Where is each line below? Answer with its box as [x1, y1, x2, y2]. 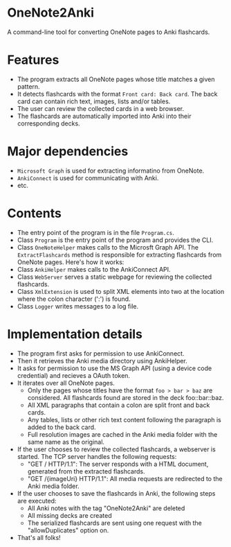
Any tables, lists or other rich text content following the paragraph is [27, 415, 221, 424]
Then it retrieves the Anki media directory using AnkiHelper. [17, 356, 188, 365]
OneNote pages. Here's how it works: [17, 258, 124, 266]
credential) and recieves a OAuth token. [17, 371, 130, 379]
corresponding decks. [17, 119, 81, 128]
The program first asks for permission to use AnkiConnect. [17, 349, 185, 358]
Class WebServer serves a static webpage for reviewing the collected [17, 272, 212, 281]
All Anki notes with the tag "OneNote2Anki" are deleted [27, 504, 185, 512]
